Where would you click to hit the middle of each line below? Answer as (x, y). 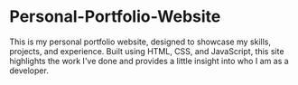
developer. (29, 71)
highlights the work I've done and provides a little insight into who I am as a (149, 61)
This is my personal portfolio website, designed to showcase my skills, (140, 42)
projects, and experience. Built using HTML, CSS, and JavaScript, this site (147, 51)
